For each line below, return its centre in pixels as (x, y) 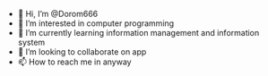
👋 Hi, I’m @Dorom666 (58, 14)
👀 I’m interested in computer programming (96, 23)
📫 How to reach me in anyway (74, 62)
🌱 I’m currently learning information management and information (138, 33)
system (31, 42)
